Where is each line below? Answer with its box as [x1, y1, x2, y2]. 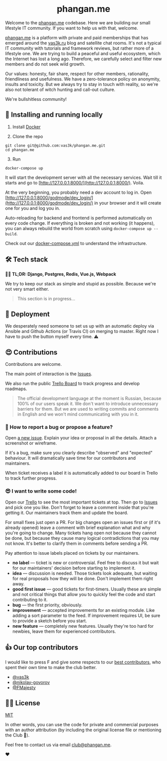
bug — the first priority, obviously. [12, 602, 83, 608]
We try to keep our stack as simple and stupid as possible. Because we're [5, 280, 157, 286]
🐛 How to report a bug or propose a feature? [5, 423, 113, 430]
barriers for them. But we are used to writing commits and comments [17, 406, 159, 412]
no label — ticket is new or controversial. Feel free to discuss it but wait [12, 560, 159, 566]
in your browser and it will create [94, 200, 162, 206]
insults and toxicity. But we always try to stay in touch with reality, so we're [5, 81, 159, 87]
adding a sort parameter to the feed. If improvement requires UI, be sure [12, 612, 161, 618]
